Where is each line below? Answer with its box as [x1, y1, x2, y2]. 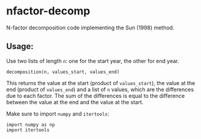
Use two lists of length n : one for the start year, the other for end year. [6, 57, 179, 64]
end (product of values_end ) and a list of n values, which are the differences [6, 86, 194, 93]
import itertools [6, 127, 50, 133]
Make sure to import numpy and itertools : [6, 110, 110, 117]
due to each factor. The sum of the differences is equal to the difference [6, 92, 185, 99]
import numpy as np [6, 122, 55, 128]
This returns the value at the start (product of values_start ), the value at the [6, 79, 196, 86]
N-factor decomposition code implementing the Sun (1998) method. [6, 24, 175, 31]
